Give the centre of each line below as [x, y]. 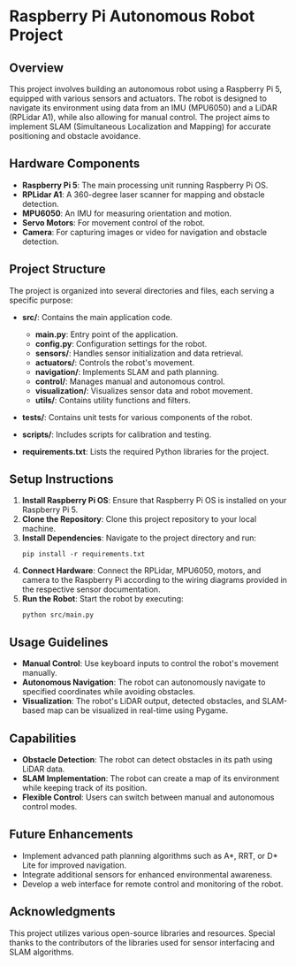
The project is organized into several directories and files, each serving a [142, 290]
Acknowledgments [63, 912]
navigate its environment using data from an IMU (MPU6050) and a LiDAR [143, 107]
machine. [39, 529]
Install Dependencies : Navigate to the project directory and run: [139, 538]
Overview [37, 68]
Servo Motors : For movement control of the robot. [114, 222]
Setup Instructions [61, 479]
